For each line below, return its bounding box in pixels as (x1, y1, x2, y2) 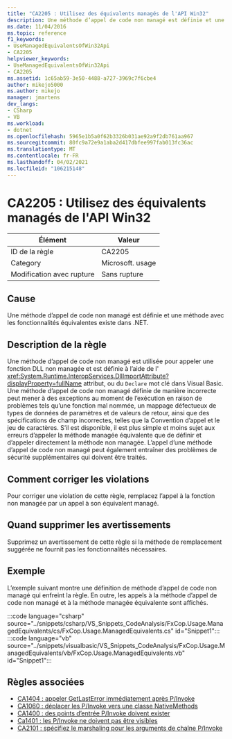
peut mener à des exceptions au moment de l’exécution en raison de (7, 394, 202, 403)
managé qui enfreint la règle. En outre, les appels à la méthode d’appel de (7, 591, 217, 599)
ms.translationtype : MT (7, 146, 76, 153)
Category (10, 258, 42, 267)
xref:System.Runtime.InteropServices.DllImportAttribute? (7, 372, 170, 381)
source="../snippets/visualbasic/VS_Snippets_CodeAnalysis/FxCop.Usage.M (7, 641, 225, 649)
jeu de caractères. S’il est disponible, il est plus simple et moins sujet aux (7, 424, 215, 432)
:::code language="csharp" (7, 612, 84, 620)
